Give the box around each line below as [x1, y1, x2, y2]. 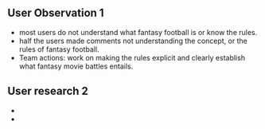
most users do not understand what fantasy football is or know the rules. [18, 27, 258, 37]
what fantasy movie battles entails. [18, 61, 134, 71]
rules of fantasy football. [18, 44, 100, 54]
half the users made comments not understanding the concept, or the [18, 36, 247, 45]
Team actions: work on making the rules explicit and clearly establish [18, 53, 246, 62]
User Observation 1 [7, 6, 104, 20]
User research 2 [7, 84, 89, 98]
